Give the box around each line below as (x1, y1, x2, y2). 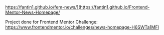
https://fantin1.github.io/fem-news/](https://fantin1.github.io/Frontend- (5, 4, 150, 10)
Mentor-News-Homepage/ (5, 9, 60, 15)
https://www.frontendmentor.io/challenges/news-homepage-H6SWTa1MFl (5, 24, 159, 30)
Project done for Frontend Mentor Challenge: (5, 19, 98, 25)
